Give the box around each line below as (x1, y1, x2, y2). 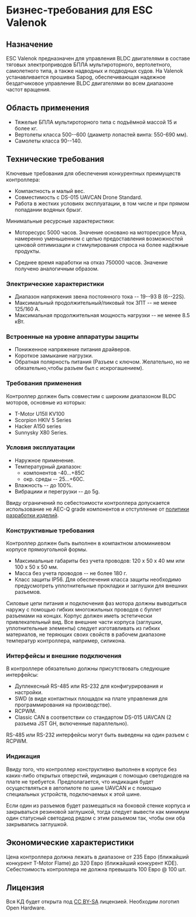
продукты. (14, 247, 41, 254)
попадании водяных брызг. (14, 206, 82, 213)
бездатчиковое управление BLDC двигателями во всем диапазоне (6, 80, 174, 87)
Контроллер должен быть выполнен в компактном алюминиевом (6, 540, 171, 547)
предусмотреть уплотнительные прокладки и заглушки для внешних (14, 582, 188, 589)
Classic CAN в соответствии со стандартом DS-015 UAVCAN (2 (14, 714, 171, 721)
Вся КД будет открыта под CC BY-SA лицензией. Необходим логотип (6, 898, 180, 905)
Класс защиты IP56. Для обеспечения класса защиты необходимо (14, 576, 181, 583)
